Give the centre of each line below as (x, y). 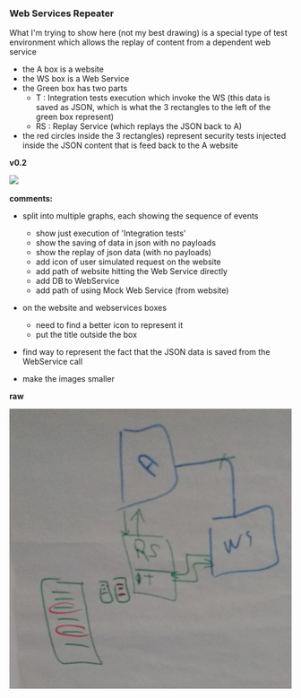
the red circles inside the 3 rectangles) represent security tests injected (154, 136)
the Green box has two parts (75, 89)
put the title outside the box (86, 335)
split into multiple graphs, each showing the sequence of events (140, 216)
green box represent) (75, 117)
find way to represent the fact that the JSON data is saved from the (146, 352)
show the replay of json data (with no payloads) (124, 253)
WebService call (52, 362)
